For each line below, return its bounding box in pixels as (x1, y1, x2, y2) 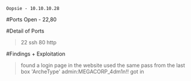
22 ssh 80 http (20, 39, 57, 46)
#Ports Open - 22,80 (6, 16, 57, 23)
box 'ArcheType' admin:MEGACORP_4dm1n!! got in (20, 68, 144, 75)
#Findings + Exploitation (6, 50, 66, 57)
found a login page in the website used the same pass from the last (20, 62, 186, 69)
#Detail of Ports (6, 27, 44, 34)
